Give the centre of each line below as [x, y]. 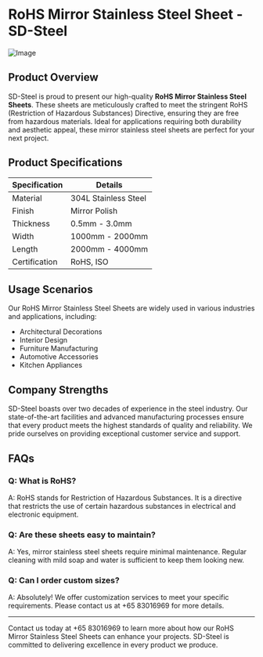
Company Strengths [58, 390]
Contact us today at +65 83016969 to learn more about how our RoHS [121, 628]
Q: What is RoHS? [42, 481]
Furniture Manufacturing [59, 348]
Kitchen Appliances [51, 365]
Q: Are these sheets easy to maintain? [82, 535]
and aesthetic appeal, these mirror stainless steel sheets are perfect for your [131, 129]
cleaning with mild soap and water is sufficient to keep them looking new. [126, 560]
